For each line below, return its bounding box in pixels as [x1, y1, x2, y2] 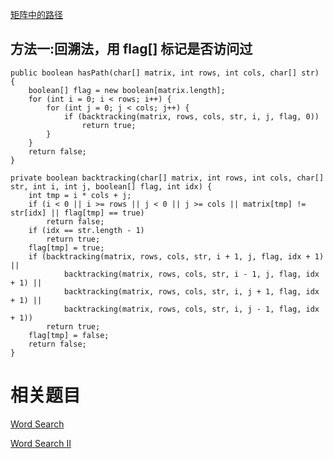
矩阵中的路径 [10, 9, 63, 20]
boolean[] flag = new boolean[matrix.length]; [28, 85, 226, 95]
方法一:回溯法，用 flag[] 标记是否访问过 [10, 41, 253, 58]
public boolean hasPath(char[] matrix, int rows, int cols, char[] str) [10, 68, 320, 78]
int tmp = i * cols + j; [28, 190, 132, 200]
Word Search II [10, 437, 72, 449]
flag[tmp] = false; [28, 330, 110, 340]
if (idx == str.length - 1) [28, 225, 145, 235]
